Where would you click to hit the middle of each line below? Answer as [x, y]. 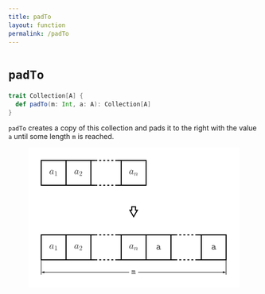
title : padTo [30, 17]
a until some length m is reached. [61, 136]
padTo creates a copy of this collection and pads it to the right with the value [132, 128]
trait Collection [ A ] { [46, 96]
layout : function [37, 25]
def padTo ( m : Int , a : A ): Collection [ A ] [83, 104]
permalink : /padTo [39, 33]
